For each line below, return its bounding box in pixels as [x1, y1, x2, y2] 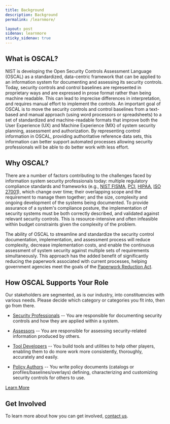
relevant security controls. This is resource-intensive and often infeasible [5, 215, 158, 222]
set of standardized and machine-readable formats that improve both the [5, 117, 158, 123]
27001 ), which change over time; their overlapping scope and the [5, 188, 142, 194]
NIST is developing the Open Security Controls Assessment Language [5, 68, 152, 74]
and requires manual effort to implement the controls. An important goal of [5, 101, 161, 107]
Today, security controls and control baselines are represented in [5, 84, 142, 90]
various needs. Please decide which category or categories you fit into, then [5, 297, 165, 304]
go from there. [5, 303, 36, 309]
